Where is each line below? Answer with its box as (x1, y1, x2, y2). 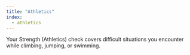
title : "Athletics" (6, 8, 55, 15)
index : (6, 14, 23, 20)
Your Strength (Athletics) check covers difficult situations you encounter (6, 36, 184, 43)
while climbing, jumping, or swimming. (6, 42, 100, 49)
